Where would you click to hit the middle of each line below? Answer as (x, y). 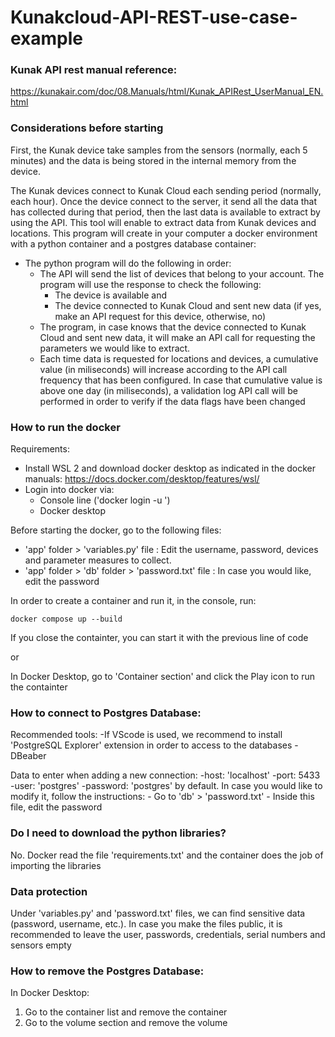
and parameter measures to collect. (98, 560)
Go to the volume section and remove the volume (126, 1023)
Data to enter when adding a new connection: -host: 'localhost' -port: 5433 (165, 775)
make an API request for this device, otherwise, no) (160, 316)
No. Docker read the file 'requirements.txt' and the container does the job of (167, 855)
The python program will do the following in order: (128, 263)
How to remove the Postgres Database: (107, 971)
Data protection (49, 891)
